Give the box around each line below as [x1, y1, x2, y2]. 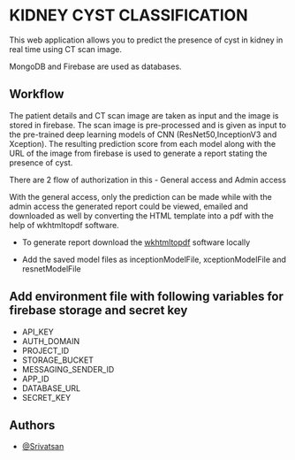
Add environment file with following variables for [9, 289, 284, 304]
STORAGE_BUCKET [21, 355, 95, 365]
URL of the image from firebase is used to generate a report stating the [9, 148, 268, 158]
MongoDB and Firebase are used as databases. [9, 61, 183, 72]
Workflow [9, 87, 64, 102]
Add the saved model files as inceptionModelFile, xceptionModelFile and [21, 254, 287, 264]
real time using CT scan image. [9, 43, 122, 54]
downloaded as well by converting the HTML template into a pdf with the [9, 210, 274, 221]
